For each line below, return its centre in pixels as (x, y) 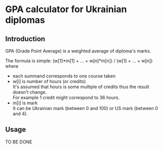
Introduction (25, 39)
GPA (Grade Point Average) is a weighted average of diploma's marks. (78, 51)
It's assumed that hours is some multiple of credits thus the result (81, 87)
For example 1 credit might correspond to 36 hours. (66, 98)
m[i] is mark (25, 103)
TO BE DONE (19, 142)
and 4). (20, 114)
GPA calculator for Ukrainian (66, 9)
